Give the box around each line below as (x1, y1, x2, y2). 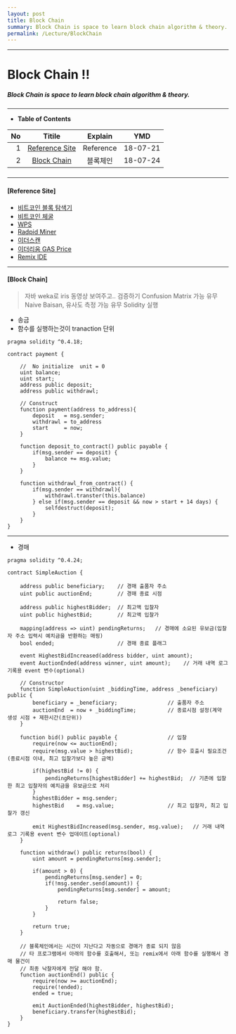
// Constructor (20, 679, 65, 687)
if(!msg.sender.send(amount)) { (44, 880, 140, 887)
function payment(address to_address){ (20, 406, 137, 413)
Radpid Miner (17, 227, 57, 236)
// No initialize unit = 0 (20, 363, 105, 370)
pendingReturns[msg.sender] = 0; (44, 874, 143, 881)
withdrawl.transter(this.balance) (44, 492, 146, 499)
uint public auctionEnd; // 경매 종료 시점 (20, 590, 162, 597)
